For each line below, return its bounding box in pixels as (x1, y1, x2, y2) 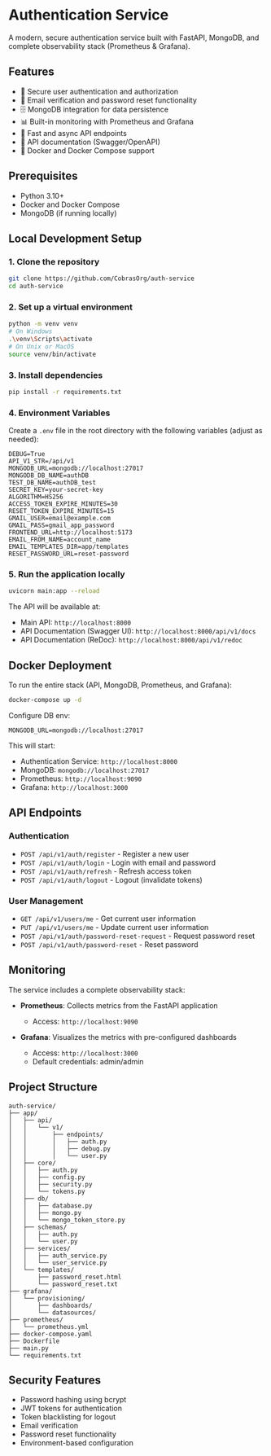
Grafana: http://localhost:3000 (20, 783, 129, 792)
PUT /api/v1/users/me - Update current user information (20, 922, 209, 932)
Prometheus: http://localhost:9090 (20, 774, 142, 783)
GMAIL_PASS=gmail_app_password (8, 521, 115, 530)
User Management (8, 895, 84, 906)
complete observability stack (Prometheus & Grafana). (8, 41, 191, 50)
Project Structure (8, 1081, 98, 1094)
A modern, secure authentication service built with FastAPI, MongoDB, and (8, 33, 260, 42)
